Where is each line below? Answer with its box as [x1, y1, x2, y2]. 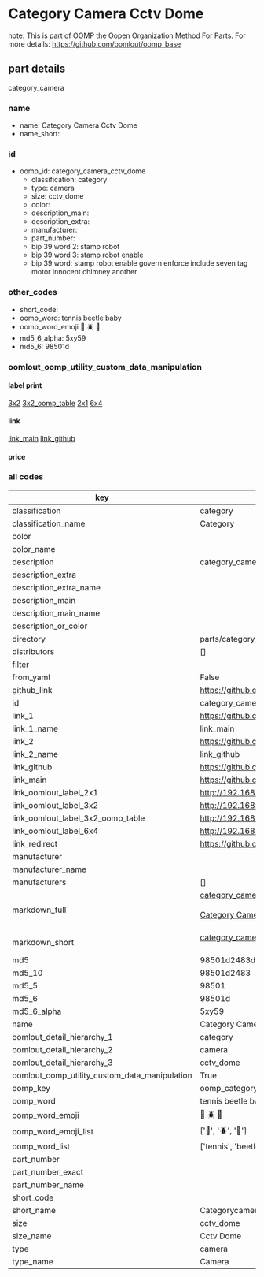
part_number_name [12, 1179, 84, 1190]
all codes [8, 471, 44, 482]
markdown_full [12, 904, 67, 915]
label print [8, 381, 42, 390]
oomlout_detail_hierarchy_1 [12, 1031, 113, 1042]
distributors [12, 646, 55, 657]
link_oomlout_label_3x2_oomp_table [12, 813, 145, 824]
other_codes [8, 287, 57, 298]
